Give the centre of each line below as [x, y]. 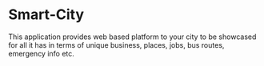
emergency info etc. [41, 53]
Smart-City [46, 15]
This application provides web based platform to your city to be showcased [132, 37]
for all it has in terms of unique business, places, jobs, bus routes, [116, 45]
